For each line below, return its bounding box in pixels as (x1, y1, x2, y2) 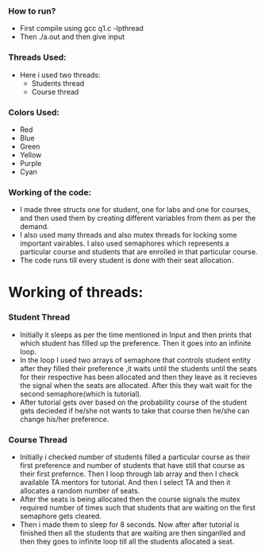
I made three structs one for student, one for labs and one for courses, (19, 205, 251, 215)
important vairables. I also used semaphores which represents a (19, 238, 230, 248)
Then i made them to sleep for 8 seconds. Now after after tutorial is (19, 519, 240, 529)
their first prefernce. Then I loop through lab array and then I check (19, 469, 240, 478)
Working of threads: (8, 284, 144, 301)
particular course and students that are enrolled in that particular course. (19, 247, 258, 257)
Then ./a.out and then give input (19, 32, 125, 41)
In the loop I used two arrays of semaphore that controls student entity (19, 355, 252, 365)
